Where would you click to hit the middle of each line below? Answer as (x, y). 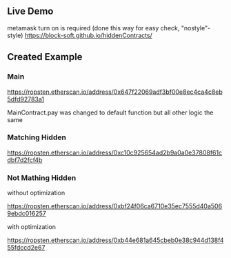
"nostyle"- (196, 28)
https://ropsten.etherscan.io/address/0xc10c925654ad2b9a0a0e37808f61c (115, 152)
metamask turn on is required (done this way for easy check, (93, 28)
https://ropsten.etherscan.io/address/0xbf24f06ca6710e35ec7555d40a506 (115, 206)
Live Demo (30, 11)
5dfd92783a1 (26, 99)
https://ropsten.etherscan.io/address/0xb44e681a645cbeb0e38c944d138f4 (115, 240)
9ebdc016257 (27, 214)
